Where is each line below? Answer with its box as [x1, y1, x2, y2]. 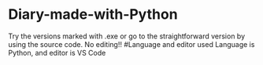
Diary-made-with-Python [8, 5, 179, 23]
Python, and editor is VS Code [8, 48, 106, 57]
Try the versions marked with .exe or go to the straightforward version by [8, 31, 246, 41]
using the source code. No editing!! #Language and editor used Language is [8, 39, 255, 49]
